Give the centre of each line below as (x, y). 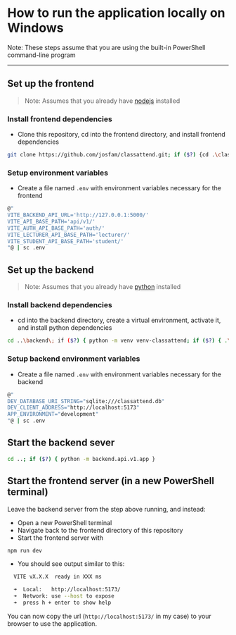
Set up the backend (51, 270)
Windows (35, 28)
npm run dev (25, 550)
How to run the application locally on (117, 13)
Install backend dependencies (60, 305)
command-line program (41, 55)
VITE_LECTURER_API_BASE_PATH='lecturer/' (69, 235)
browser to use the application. (52, 623)
